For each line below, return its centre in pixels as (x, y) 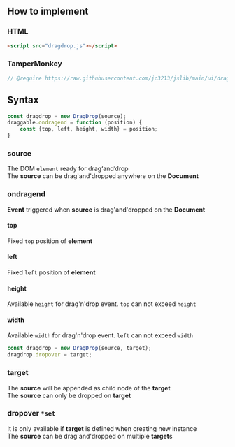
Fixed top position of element (50, 241)
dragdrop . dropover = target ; (50, 355)
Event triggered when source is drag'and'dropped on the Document (106, 210)
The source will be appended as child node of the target (89, 388)
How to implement (48, 12)
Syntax (23, 100)
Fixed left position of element (51, 272)
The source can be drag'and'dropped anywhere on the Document (103, 176)
